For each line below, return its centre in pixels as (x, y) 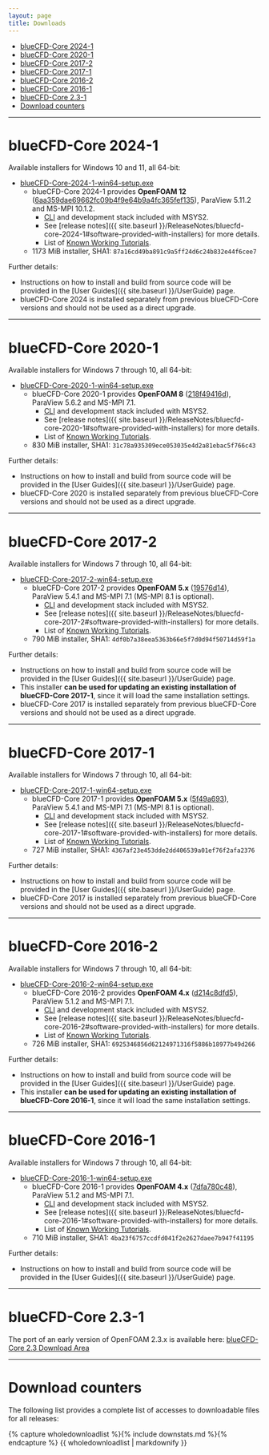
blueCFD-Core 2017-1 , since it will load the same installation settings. (135, 696)
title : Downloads (37, 23)
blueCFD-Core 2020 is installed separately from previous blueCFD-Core (139, 493)
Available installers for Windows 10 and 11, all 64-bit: (94, 168)
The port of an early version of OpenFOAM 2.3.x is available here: (116, 1340)
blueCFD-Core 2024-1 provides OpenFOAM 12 (109, 192)
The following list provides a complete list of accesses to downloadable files (134, 1410)
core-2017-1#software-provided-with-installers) (123, 833)
